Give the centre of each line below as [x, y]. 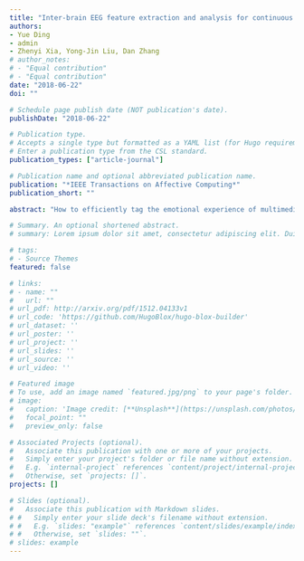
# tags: [24, 251]
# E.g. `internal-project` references [87, 468]
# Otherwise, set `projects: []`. [78, 476]
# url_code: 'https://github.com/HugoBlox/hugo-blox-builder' [129, 318]
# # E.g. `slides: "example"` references [93, 526]
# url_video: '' [40, 367]
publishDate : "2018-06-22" [60, 119]
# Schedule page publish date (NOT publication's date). [119, 109]
